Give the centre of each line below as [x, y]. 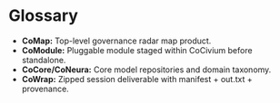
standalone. [44, 60]
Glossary [44, 16]
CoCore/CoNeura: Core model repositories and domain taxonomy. [146, 70]
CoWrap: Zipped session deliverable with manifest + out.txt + [137, 79]
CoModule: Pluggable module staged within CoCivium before [137, 50]
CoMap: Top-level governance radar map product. [116, 41]
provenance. [45, 89]
